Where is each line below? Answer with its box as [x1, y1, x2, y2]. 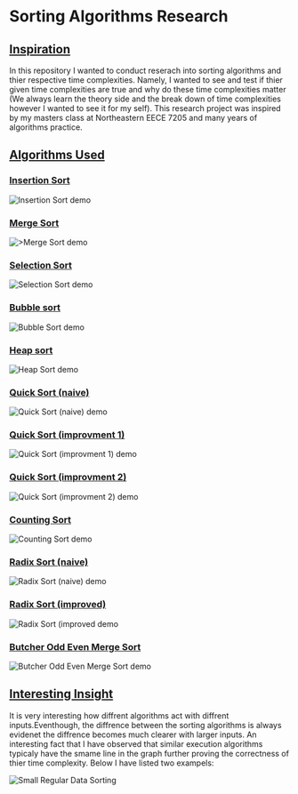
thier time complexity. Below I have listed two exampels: [9, 758, 214, 768]
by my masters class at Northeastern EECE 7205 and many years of [9, 113, 258, 123]
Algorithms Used [9, 148, 105, 163]
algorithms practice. [9, 122, 83, 132]
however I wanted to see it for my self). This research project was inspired [9, 103, 282, 113]
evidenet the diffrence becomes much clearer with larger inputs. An [9, 729, 257, 740]
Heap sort [9, 344, 53, 357]
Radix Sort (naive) [9, 556, 89, 568]
